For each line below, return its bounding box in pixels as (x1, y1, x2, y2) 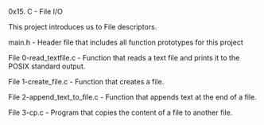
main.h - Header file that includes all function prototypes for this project (8, 37, 244, 47)
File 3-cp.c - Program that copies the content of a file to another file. (8, 107, 233, 117)
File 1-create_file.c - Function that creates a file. (8, 77, 165, 86)
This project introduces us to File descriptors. (8, 22, 157, 31)
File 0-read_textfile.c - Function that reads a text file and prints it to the (8, 53, 240, 62)
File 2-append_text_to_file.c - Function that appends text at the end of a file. (8, 92, 257, 102)
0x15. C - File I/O (8, 7, 64, 16)
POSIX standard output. (8, 61, 86, 71)
